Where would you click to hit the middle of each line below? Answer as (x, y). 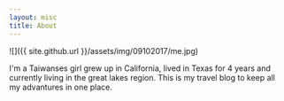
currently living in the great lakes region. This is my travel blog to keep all (142, 77)
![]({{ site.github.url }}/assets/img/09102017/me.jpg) (104, 50)
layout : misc (33, 17)
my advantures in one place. (61, 87)
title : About (33, 26)
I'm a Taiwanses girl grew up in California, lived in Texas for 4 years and (140, 68)
